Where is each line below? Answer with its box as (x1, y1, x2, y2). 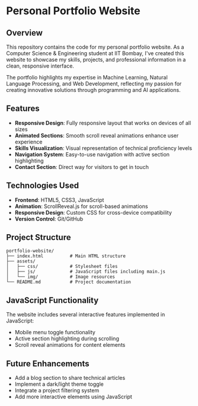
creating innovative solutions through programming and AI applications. (6, 87, 181, 93)
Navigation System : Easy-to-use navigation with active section (14, 151, 170, 158)
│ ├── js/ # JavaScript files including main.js (6, 268, 166, 275)
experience (14, 138, 43, 145)
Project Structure (6, 232, 71, 242)
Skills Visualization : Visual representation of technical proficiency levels (14, 144, 193, 152)
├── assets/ (6, 258, 36, 264)
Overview (6, 28, 43, 38)
